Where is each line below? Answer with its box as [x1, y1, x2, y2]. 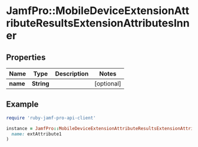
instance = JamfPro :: [6, 125, 60, 131]
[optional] [94, 80, 122, 87]
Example [6, 100, 39, 110]
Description [55, 70, 89, 77]
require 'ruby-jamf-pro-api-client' [6, 115, 96, 121]
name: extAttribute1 [11, 131, 62, 137]
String [31, 80, 49, 87]
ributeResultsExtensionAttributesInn [6, 16, 190, 30]
